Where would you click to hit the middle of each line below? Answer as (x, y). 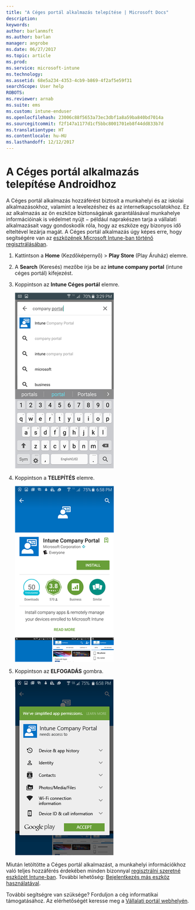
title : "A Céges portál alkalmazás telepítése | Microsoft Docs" (87, 12)
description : (22, 18)
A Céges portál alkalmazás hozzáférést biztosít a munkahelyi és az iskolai (95, 200)
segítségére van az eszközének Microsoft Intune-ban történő (80, 238)
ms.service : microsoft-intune (43, 68)
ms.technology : (25, 74)
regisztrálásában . (27, 244)
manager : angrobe (27, 43)
